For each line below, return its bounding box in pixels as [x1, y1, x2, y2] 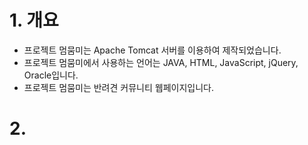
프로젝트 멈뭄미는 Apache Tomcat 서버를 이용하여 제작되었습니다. [23, 44, 282, 56]
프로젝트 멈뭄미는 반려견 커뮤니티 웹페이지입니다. [23, 81, 214, 93]
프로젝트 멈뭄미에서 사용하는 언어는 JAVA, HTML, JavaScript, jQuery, [23, 56, 299, 68]
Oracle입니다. [23, 69, 79, 81]
